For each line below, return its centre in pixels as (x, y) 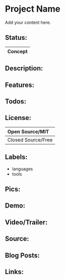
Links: (14, 271)
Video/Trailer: (26, 222)
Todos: (16, 101)
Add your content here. (28, 22)
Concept (18, 51)
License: (18, 118)
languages (22, 169)
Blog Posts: (22, 255)
